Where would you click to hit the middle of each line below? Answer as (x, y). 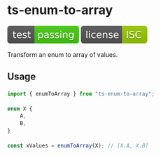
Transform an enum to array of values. (63, 54)
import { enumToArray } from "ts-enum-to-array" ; (81, 93)
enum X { (20, 109)
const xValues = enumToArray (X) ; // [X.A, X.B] (78, 145)
